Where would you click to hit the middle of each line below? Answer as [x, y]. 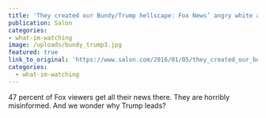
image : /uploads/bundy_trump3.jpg [65, 45]
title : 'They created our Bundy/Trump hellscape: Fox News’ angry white [131, 15]
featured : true [33, 52]
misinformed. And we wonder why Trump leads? [87, 105]
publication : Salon [40, 23]
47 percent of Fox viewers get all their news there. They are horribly [119, 97]
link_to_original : [38, 60]
